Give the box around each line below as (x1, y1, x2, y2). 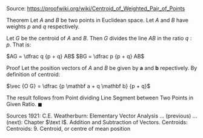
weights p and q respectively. (6, 23, 80, 30)
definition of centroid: (6, 71, 61, 78)
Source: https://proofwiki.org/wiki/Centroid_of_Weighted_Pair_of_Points (6, 5, 185, 12)
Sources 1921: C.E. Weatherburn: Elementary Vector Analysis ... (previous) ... (6, 112, 198, 119)
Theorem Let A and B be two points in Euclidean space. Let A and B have (6, 17, 189, 24)
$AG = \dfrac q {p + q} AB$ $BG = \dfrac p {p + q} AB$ (6, 53, 145, 60)
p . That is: (6, 41, 32, 48)
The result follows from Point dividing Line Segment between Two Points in (6, 94, 194, 101)
